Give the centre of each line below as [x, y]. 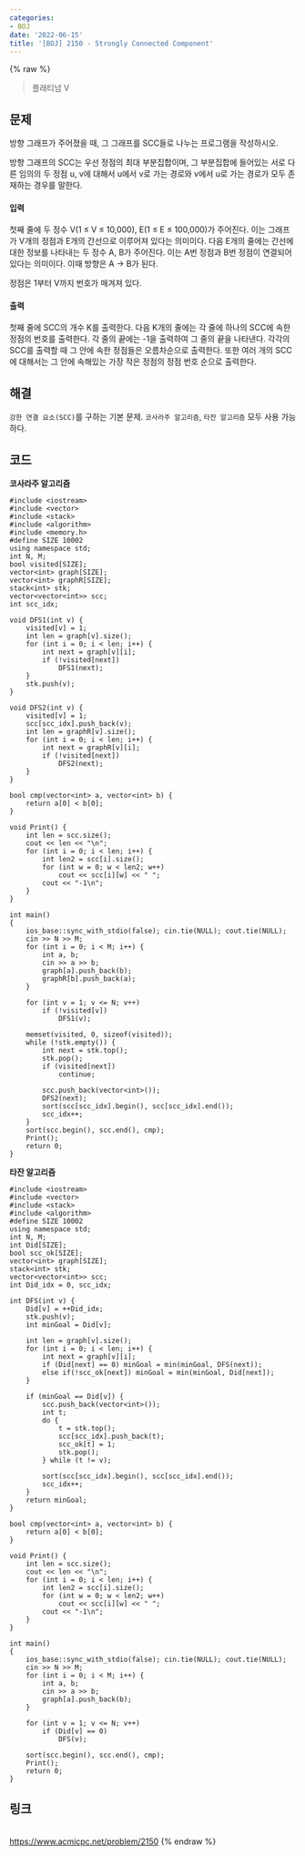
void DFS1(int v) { [46, 620]
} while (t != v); [77, 1461]
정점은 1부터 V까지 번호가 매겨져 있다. [76, 283]
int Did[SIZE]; [38, 1245]
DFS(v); [73, 1739]
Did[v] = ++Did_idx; [65, 1309]
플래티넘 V [51, 88]
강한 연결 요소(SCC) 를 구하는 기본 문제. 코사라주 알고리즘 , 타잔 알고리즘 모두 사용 [144, 417]
